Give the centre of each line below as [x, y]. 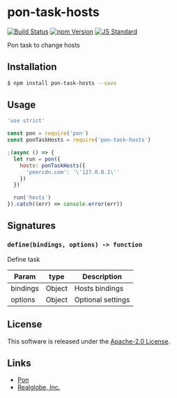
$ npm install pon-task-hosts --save [62, 83]
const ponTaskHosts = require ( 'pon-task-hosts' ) [79, 140]
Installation [32, 67]
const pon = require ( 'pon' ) [48, 133]
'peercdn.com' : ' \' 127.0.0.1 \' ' [72, 172]
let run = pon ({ [37, 159]
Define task [24, 259]
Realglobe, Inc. [39, 388]
